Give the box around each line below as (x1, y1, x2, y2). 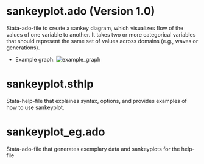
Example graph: (15, 55, 55, 63)
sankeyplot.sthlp (6, 77, 94, 91)
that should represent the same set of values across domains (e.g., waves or (6, 37, 199, 45)
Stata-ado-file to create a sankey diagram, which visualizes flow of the (6, 24, 184, 32)
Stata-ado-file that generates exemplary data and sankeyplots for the (6, 145, 180, 152)
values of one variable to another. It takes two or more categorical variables (6, 30, 196, 38)
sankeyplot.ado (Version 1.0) (6, 4, 155, 18)
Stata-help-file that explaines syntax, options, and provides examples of (6, 97, 188, 104)
